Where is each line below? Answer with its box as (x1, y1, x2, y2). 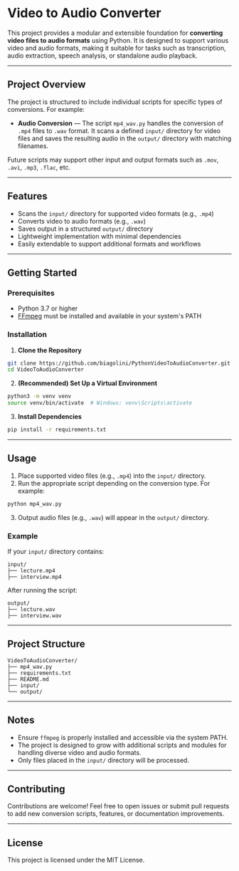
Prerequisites (7, 288, 55, 298)
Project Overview (7, 78, 86, 90)
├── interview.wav (7, 612, 62, 619)
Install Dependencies (17, 412, 82, 421)
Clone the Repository (17, 345, 82, 354)
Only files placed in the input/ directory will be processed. (17, 756, 190, 764)
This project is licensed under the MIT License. (7, 856, 145, 865)
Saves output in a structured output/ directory (17, 224, 154, 233)
